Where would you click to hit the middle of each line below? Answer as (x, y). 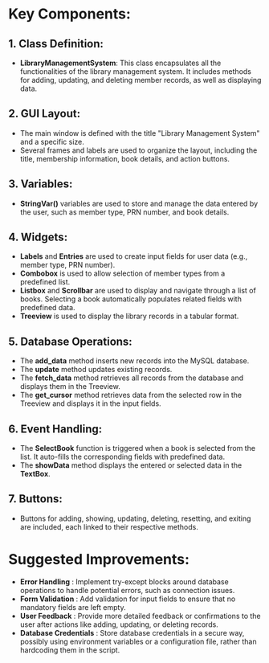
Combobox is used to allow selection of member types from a (122, 273)
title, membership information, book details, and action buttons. (125, 158)
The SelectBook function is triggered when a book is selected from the (137, 448)
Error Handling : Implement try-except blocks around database (124, 581)
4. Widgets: (38, 237)
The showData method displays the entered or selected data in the (131, 465)
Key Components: (69, 14)
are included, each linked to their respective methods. (109, 526)
